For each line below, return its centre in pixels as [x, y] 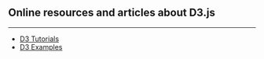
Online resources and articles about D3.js [112, 13]
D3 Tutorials [39, 39]
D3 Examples [41, 47]
